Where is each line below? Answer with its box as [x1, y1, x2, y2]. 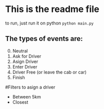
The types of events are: [5, 34, 83, 43]
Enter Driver [12, 63, 37, 69]
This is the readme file [5, 3, 99, 15]
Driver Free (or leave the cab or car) [12, 69, 86, 75]
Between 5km [12, 93, 41, 99]
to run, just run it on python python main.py [5, 20, 94, 26]
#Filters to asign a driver [5, 84, 55, 90]
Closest [12, 99, 28, 105]
